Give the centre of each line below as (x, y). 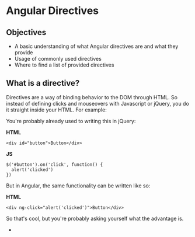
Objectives (26, 32)
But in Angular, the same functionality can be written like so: (78, 186)
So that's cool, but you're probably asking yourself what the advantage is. (95, 218)
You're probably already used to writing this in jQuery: (71, 121)
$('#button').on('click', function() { (55, 165)
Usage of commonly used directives (58, 59)
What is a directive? (43, 83)
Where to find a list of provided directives (64, 65)
